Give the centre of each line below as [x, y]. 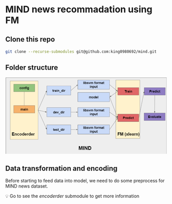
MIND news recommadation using [79, 9]
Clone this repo [30, 39]
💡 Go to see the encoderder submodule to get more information [72, 196]
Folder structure [32, 68]
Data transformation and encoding [61, 168]
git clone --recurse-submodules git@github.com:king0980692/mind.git [81, 52]
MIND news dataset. [27, 186]
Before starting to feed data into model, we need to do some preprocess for [85, 181]
